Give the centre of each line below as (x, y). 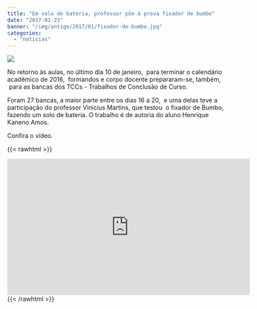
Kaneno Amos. (28, 123)
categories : (24, 33)
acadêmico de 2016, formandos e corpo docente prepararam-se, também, (114, 80)
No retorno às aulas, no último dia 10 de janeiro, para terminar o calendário (115, 72)
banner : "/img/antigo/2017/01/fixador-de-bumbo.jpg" (85, 26)
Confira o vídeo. (30, 136)
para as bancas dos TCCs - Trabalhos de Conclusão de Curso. (98, 87)
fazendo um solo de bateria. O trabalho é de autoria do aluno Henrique (108, 115)
